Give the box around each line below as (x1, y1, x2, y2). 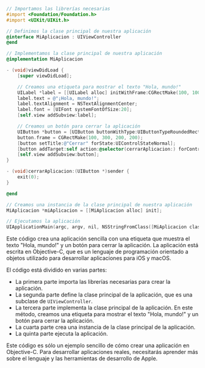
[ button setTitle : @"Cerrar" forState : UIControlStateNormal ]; (17, 140, 176, 146)
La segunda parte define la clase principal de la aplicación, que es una (15, 291, 193, 298)
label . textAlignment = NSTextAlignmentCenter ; (17, 101, 138, 107)
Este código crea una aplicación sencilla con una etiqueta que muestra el (6, 235, 190, 242)
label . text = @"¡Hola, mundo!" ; (17, 95, 99, 101)
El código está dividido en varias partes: (6, 266, 107, 274)
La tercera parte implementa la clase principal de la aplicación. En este (15, 304, 193, 311)
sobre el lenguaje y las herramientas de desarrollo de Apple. (6, 355, 158, 363)
